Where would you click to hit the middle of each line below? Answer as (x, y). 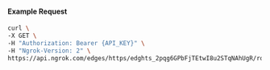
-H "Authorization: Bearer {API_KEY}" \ (77, 43)
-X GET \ (22, 36)
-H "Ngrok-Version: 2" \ (49, 51)
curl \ (19, 28)
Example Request (37, 11)
